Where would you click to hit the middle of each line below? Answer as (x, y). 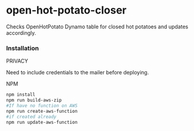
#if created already (32, 117)
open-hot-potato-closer (66, 10)
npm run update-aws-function (42, 122)
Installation (23, 48)
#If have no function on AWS (42, 106)
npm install (21, 95)
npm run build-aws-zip (34, 100)
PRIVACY (17, 61)
